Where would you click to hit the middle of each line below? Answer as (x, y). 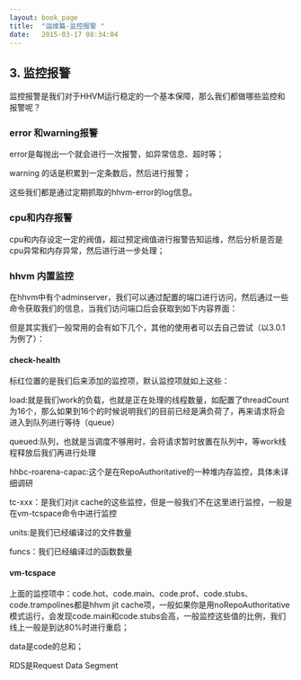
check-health (35, 359)
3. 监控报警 (40, 73)
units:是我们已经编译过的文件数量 (71, 533)
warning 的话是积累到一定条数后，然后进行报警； (100, 173)
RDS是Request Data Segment (64, 666)
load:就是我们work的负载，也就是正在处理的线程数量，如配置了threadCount (149, 400)
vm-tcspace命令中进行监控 (67, 514)
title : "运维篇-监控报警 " (57, 26)
